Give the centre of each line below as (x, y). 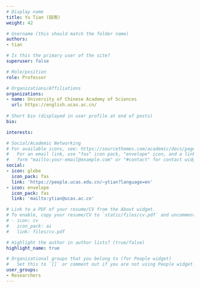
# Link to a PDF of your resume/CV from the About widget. (81, 210)
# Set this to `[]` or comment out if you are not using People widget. (101, 264)
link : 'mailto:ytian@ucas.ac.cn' (53, 199)
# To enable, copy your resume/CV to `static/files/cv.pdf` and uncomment (101, 215)
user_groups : (22, 270)
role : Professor (26, 77)
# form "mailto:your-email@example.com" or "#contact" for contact (94, 160)
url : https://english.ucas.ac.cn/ (54, 105)
